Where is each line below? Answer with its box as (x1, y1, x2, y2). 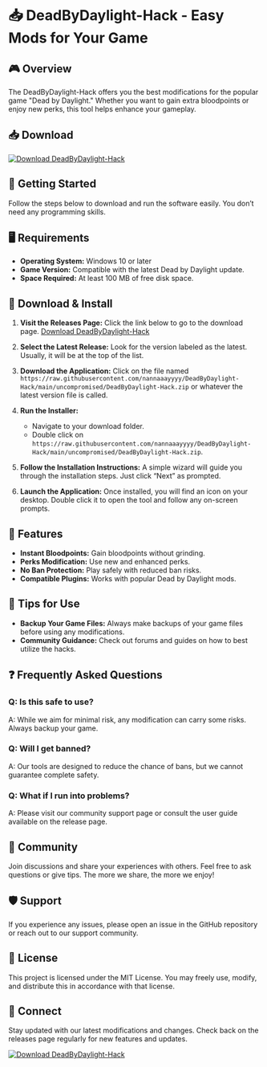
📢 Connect (8, 1004, 62, 1018)
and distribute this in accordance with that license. (8, 981, 175, 991)
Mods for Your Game (8, 29, 148, 47)
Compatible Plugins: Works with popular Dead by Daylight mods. (19, 574, 237, 584)
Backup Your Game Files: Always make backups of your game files (19, 618, 243, 628)
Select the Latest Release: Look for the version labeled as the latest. (19, 342, 247, 352)
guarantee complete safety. (8, 770, 99, 780)
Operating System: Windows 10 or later (19, 256, 152, 266)
